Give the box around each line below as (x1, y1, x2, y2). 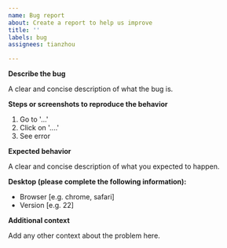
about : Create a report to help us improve (8, 19, 153, 27)
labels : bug (8, 33, 47, 42)
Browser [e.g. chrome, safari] (19, 192, 115, 202)
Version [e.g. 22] (19, 201, 75, 210)
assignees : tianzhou (8, 41, 76, 49)
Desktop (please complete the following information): (8, 177, 187, 187)
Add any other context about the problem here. (8, 231, 161, 240)
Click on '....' (19, 123, 60, 133)
